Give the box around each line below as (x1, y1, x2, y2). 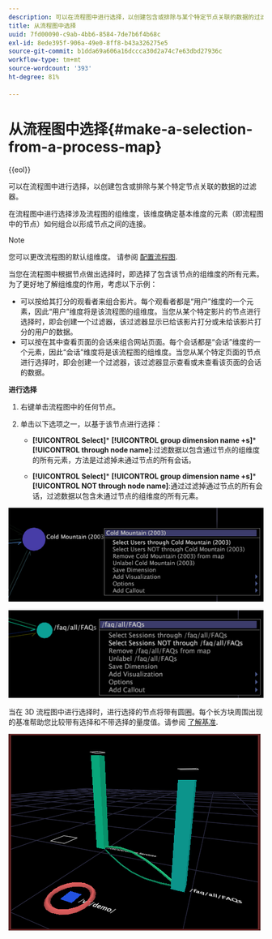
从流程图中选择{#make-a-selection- (8, 120, 253, 138)
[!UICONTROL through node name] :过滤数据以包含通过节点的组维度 (32, 444, 261, 454)
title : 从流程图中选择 (8, 21, 77, 30)
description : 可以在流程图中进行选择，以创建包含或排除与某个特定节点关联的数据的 (8, 13, 255, 21)
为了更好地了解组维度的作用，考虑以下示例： (8, 279, 158, 289)
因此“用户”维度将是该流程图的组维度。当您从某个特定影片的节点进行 (34, 307, 261, 316)
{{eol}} (8, 165, 31, 174)
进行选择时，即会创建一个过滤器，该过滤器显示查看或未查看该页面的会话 (19, 357, 261, 367)
